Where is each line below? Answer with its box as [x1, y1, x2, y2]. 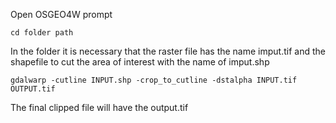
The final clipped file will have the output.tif [10, 102, 189, 113]
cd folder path [10, 28, 74, 38]
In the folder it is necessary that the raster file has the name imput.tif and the [10, 45, 326, 57]
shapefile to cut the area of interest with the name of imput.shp [10, 56, 270, 68]
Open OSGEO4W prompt [10, 9, 113, 20]
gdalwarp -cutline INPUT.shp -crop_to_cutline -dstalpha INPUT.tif [10, 75, 298, 85]
